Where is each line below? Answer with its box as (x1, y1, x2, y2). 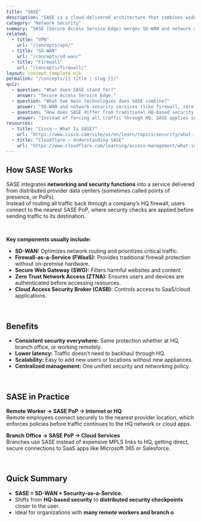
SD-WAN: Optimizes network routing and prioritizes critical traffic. (14, 247, 179, 255)
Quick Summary (6, 473, 68, 484)
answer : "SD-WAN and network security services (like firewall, (17, 103, 181, 110)
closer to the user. (14, 502, 60, 509)
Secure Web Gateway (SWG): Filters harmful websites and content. (14, 266, 182, 274)
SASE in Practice (6, 391, 70, 402)
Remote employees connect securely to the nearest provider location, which (6, 414, 194, 421)
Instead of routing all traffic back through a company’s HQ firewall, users (6, 200, 185, 207)
